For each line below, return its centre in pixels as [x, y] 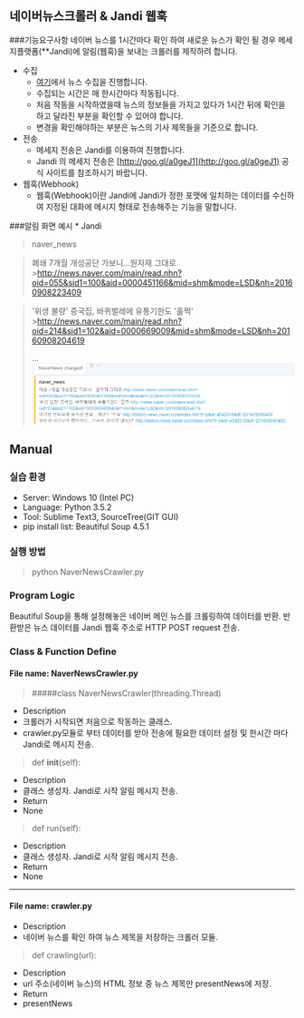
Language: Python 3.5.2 [67, 507]
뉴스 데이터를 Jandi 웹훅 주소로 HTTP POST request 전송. [136, 628]
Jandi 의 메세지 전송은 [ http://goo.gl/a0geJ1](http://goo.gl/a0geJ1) [158, 161]
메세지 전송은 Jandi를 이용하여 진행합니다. [110, 150]
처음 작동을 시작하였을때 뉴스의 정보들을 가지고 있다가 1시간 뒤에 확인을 [161, 104]
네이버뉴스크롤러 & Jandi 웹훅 [88, 16]
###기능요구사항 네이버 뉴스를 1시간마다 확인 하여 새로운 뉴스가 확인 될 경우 [142, 40]
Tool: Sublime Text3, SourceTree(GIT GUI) [100, 516]
